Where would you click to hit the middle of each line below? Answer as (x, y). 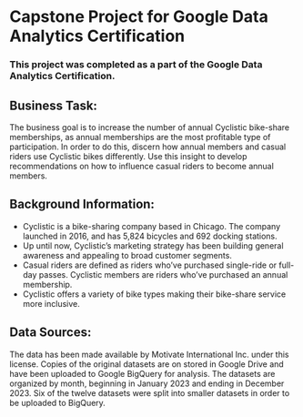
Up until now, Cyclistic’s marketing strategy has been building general (153, 245)
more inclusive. (51, 303)
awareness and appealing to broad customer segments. (127, 255)
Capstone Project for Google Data (139, 17)
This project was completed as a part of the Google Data (136, 65)
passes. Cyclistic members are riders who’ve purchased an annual (163, 274)
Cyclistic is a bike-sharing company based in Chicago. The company (151, 226)
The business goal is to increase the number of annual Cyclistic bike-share (150, 127)
